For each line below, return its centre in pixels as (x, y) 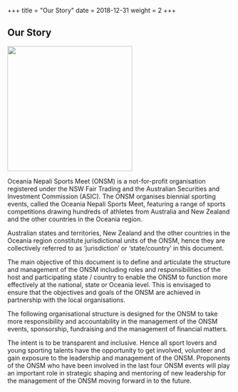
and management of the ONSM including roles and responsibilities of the (114, 269)
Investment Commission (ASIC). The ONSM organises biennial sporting (112, 196)
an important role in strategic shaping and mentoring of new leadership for (117, 373)
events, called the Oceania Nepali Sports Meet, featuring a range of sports (117, 203)
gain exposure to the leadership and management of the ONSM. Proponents (119, 358)
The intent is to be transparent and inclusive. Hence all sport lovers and (112, 343)
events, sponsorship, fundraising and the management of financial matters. (118, 328)
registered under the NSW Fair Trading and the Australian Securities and (113, 189)
